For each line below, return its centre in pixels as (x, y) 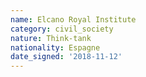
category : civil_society (62, 29)
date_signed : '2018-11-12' (66, 57)
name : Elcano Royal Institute (73, 19)
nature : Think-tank (51, 38)
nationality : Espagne (55, 47)
